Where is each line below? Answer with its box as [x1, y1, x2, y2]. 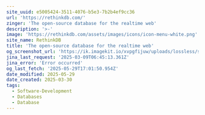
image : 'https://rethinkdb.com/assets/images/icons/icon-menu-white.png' [6, 32, 198, 38]
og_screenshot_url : [6, 49, 56, 55]
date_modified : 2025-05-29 [6, 71, 75, 77]
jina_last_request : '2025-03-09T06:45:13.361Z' [6, 54, 130, 60]
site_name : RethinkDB [6, 37, 62, 43]
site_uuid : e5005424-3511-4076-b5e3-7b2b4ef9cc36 [6, 9, 135, 15]
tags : [6, 83, 20, 89]
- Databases [12, 94, 43, 100]
